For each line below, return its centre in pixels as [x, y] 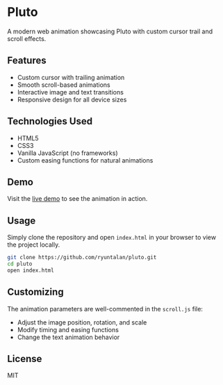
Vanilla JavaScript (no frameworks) [67, 153]
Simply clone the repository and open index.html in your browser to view [112, 238]
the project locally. [34, 245]
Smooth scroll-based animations [64, 85]
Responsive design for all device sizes [72, 99]
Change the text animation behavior [68, 337]
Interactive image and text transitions [70, 92]
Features [27, 61]
